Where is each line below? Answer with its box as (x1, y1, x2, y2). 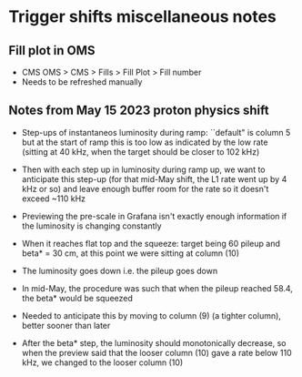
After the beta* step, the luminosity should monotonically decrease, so (21, 337, 287, 348)
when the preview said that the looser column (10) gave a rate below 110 (21, 347, 292, 358)
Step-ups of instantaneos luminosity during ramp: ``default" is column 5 (21, 127, 291, 138)
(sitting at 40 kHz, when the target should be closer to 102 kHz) (21, 146, 260, 157)
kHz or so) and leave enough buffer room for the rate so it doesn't (21, 183, 269, 194)
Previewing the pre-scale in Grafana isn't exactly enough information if (21, 210, 287, 221)
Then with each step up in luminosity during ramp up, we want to (21, 164, 266, 175)
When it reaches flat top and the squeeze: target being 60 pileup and (21, 238, 281, 249)
